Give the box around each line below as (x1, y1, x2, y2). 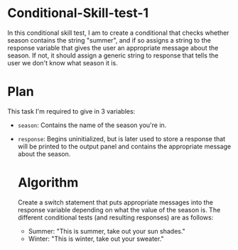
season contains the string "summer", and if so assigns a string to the (7, 36, 211, 44)
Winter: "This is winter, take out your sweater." (28, 234, 165, 243)
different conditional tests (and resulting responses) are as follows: (17, 213, 214, 222)
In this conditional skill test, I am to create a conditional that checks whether (7, 28, 229, 37)
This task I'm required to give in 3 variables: (7, 107, 136, 115)
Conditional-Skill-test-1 (7, 5, 149, 21)
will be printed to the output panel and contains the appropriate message (17, 142, 232, 151)
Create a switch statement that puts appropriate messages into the (17, 197, 213, 207)
